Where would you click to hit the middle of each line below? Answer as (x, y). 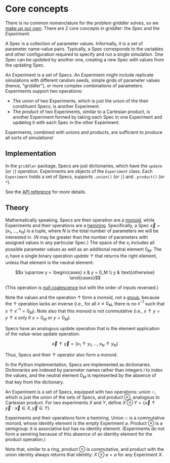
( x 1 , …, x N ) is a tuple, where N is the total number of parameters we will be (82, 231)
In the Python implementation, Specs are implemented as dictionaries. (78, 365)
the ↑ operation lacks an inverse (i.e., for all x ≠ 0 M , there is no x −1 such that (85, 304)
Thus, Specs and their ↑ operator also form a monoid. (61, 355)
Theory (17, 208)
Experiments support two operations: (44, 91)
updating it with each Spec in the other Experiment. (66, 122)
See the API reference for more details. (46, 192)
